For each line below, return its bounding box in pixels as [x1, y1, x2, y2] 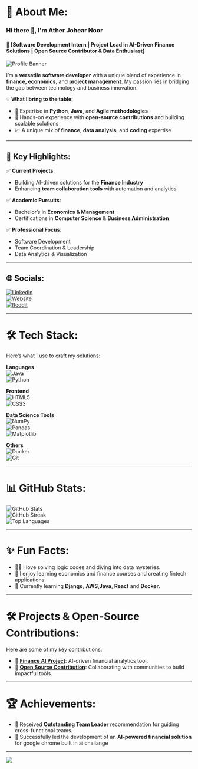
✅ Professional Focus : [6, 226, 62, 234]
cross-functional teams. [14, 727, 73, 734]
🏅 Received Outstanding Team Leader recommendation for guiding [14, 721, 179, 728]
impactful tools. [14, 669, 53, 677]
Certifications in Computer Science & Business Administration [14, 215, 169, 222]
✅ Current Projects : [6, 167, 55, 175]
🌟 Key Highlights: [6, 152, 71, 162]
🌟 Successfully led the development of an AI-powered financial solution [14, 733, 192, 740]
